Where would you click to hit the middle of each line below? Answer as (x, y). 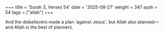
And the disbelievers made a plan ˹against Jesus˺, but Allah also (71, 22)
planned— (148, 22)
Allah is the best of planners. (44, 27)
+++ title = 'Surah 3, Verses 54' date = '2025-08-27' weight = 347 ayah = (81, 7)
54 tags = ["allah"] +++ (29, 12)
